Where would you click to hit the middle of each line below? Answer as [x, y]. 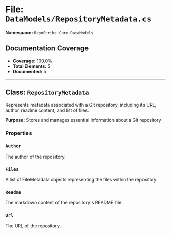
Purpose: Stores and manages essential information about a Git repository [83, 120]
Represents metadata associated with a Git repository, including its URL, [81, 105]
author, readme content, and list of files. [47, 110]
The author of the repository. [36, 157]
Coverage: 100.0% [32, 61]
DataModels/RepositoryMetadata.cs [78, 19]
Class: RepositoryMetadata [47, 93]
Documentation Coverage [47, 49]
